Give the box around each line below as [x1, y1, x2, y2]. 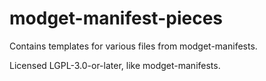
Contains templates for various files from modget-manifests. [9, 40, 258, 52]
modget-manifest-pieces [9, 7, 224, 30]
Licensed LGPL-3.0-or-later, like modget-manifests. [9, 59, 221, 71]
